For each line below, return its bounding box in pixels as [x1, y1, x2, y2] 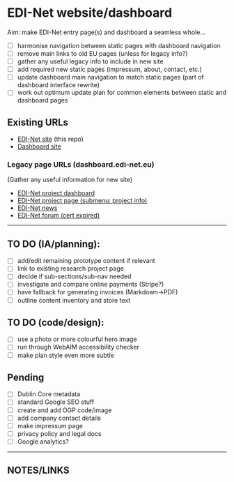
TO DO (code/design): [7, 317, 104, 329]
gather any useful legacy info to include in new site [17, 57, 164, 66]
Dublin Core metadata [17, 390, 81, 398]
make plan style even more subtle [17, 351, 115, 359]
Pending [7, 372, 45, 383]
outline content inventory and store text [17, 296, 131, 304]
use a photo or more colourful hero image [17, 335, 137, 343]
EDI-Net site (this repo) [17, 135, 84, 144]
